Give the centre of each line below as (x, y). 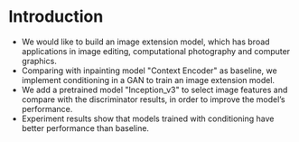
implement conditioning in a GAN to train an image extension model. (148, 80)
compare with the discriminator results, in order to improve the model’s (153, 99)
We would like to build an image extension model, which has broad (145, 42)
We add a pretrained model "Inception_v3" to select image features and (154, 90)
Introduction (56, 17)
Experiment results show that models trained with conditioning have (148, 118)
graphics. (39, 61)
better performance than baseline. (85, 128)
